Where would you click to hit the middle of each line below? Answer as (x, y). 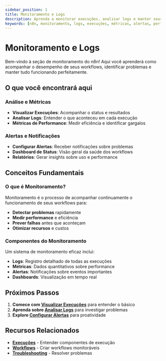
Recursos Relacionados (42, 331)
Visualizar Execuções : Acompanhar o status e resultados (71, 112)
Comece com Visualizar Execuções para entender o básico (73, 304)
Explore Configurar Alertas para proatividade (59, 315)
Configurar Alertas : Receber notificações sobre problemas (73, 147)
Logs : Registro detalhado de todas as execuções (62, 261)
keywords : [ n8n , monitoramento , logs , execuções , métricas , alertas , (78, 23)
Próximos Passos (32, 293)
